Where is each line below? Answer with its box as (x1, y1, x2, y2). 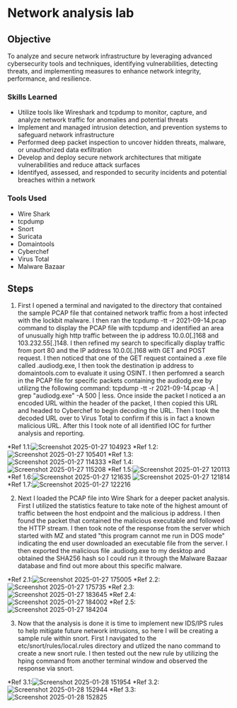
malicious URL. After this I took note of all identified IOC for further (17, 422, 212, 430)
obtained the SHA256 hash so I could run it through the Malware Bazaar (17, 554, 228, 563)
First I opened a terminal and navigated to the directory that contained (17, 301, 222, 310)
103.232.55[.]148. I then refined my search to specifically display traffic (17, 339, 225, 347)
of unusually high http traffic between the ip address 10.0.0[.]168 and (17, 331, 219, 340)
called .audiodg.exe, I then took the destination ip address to (17, 361, 195, 370)
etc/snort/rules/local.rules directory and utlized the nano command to (17, 642, 221, 650)
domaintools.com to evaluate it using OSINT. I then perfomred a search (17, 369, 225, 378)
